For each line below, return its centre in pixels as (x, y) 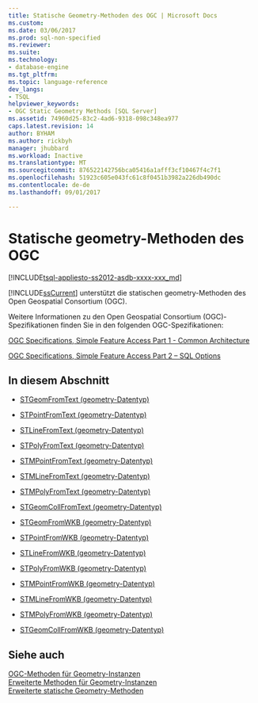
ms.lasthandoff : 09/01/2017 (55, 192)
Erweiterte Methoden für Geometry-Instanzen (83, 682)
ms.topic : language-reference (58, 82)
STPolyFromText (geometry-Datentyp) (82, 445)
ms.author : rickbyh (40, 141)
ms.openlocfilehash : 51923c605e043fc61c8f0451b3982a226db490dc (115, 178)
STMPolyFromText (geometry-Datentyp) (85, 491)
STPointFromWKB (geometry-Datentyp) (84, 538)
